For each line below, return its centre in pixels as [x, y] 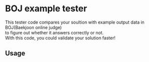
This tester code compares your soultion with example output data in [75, 22]
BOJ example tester [46, 9]
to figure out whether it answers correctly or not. [54, 32]
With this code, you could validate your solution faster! [60, 38]
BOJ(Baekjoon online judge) [33, 27]
